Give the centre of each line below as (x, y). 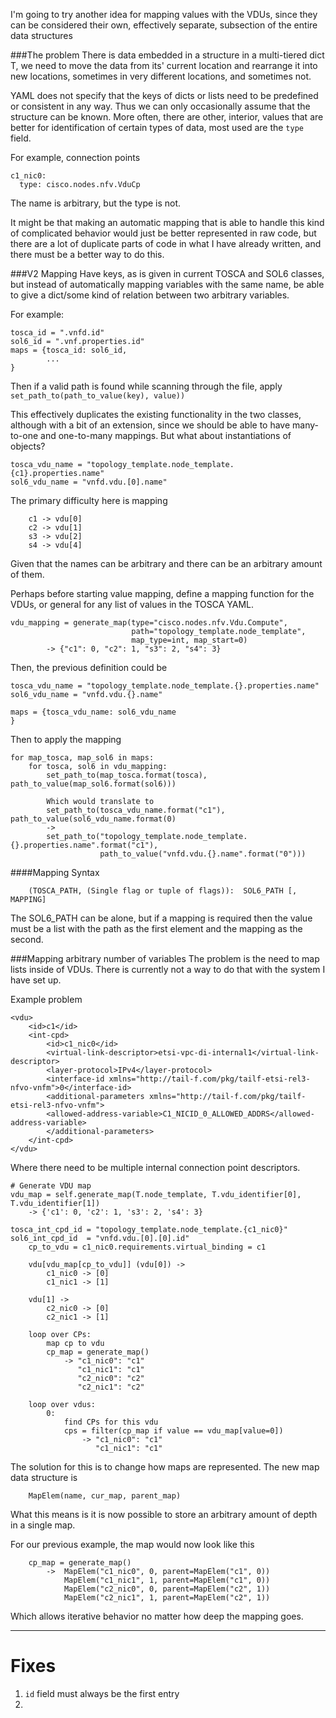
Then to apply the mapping (66, 739)
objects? (28, 446)
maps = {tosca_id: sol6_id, (69, 350)
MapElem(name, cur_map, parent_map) (105, 1496)
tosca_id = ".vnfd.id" (57, 333)
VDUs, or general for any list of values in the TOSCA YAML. (132, 604)
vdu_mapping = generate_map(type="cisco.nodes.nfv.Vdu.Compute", (149, 623)
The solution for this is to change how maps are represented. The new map (165, 1467)
